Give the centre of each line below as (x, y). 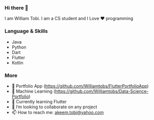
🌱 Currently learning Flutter (39, 101)
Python (19, 47)
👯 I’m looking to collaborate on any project (54, 107)
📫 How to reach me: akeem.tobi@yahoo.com (58, 112)
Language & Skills (26, 31)
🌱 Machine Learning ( (33, 91)
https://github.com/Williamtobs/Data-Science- (102, 91)
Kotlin (17, 63)
